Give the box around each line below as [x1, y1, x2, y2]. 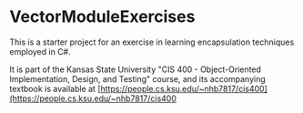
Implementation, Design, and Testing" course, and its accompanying [9, 73, 266, 84]
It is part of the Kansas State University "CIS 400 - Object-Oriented [9, 64, 262, 75]
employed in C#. [9, 46, 71, 56]
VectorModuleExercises [9, 6, 196, 27]
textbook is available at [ [9, 83, 101, 94]
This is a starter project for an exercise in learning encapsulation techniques [9, 36, 295, 47]
